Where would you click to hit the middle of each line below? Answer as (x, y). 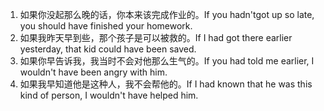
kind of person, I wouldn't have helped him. (109, 95)
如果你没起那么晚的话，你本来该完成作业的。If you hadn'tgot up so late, (167, 14)
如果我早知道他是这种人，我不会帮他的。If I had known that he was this (166, 84)
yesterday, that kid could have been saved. (108, 49)
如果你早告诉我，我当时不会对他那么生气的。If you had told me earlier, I (167, 61)
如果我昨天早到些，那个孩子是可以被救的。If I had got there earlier (156, 37)
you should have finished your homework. (106, 26)
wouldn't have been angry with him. (93, 72)
